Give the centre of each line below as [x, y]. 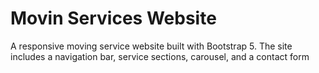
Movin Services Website [113, 18]
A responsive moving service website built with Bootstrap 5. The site [151, 46]
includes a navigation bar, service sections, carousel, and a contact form [160, 56]
